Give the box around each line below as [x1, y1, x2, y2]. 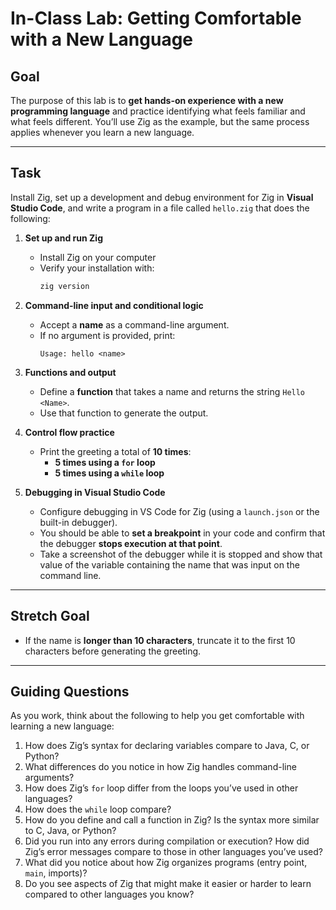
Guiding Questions [10, 683, 130, 700]
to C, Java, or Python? [24, 825, 117, 837]
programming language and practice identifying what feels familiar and [10, 105, 306, 117]
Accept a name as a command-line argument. [39, 318, 230, 331]
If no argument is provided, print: [39, 329, 176, 341]
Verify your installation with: [39, 262, 155, 274]
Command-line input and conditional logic [24, 299, 204, 311]
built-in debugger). [39, 516, 118, 528]
